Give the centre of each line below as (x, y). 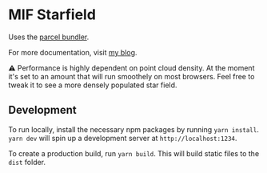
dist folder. (27, 162)
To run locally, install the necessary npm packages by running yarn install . (134, 129)
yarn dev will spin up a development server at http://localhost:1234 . (123, 138)
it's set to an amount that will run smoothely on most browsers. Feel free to (132, 76)
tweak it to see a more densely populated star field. (93, 85)
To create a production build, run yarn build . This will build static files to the (134, 153)
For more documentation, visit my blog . (73, 52)
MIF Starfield (52, 15)
